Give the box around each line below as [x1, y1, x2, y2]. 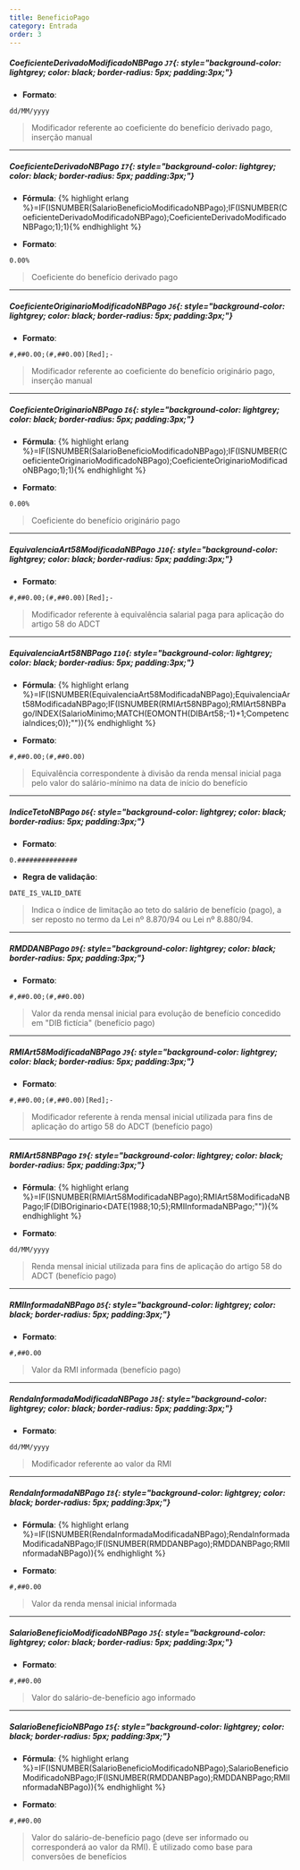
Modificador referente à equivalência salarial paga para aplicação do [30, 610, 285, 620]
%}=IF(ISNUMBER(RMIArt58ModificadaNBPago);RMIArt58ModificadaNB [21, 1191, 290, 1202]
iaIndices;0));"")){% [21, 718, 96, 729]
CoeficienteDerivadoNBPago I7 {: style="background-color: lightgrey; [9, 160, 277, 171]
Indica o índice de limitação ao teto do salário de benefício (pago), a [30, 905, 282, 916]
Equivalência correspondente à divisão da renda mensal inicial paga [30, 768, 282, 779]
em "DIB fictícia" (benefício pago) [30, 1018, 155, 1029]
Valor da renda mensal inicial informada [30, 1598, 177, 1609]
